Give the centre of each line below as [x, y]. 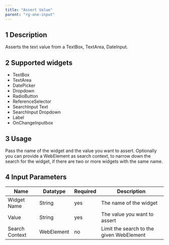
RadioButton [25, 96]
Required [85, 191]
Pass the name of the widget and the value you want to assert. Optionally [81, 151]
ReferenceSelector [32, 101]
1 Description [26, 35]
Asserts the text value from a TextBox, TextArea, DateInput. [67, 47]
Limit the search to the [128, 228]
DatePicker [24, 85]
